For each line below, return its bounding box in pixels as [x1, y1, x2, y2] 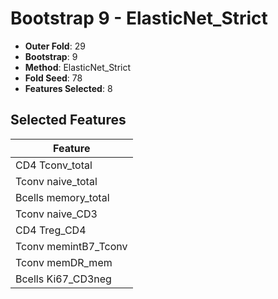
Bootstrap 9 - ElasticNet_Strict [10, 7, 268, 30]
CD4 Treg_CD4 [15, 223, 87, 237]
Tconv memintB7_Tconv [15, 239, 128, 253]
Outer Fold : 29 [24, 40, 86, 52]
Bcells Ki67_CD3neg [15, 272, 112, 286]
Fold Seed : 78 [24, 72, 83, 84]
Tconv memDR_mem [15, 255, 113, 269]
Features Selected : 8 [24, 82, 113, 94]
